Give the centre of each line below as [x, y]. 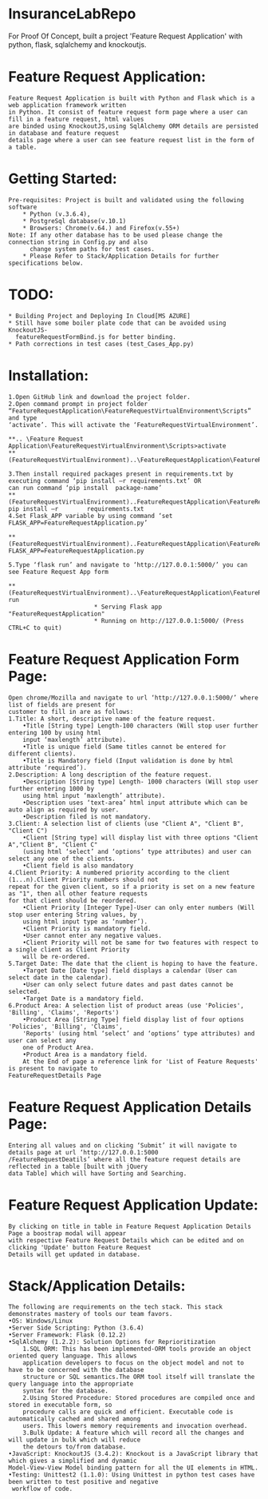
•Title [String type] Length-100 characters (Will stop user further [141, 726]
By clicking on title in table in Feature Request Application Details [130, 1226]
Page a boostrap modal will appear [67, 1233]
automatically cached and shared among [75, 1419]
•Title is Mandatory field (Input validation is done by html [128, 760]
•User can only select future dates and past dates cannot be [128, 984]
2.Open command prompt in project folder [78, 404]
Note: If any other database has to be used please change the [116, 235]
